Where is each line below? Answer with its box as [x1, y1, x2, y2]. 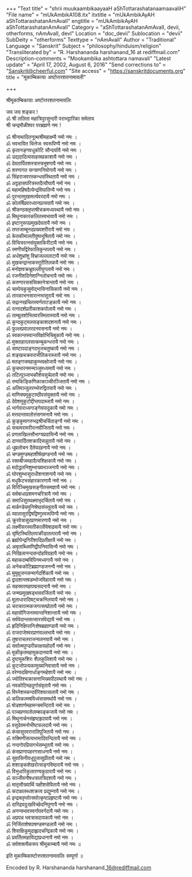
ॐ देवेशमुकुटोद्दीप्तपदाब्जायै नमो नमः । [6, 398, 75, 405]
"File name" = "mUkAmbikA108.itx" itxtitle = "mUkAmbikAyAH [6, 11, 155, 18]
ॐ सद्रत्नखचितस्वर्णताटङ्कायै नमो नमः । [6, 299, 81, 305]
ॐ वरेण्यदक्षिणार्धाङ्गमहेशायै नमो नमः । [6, 669, 77, 676]
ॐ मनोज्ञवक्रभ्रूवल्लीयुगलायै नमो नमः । [6, 266, 75, 273]
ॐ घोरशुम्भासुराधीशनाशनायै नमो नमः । [6, 471, 77, 478]
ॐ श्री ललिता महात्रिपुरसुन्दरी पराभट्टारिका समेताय [6, 115, 95, 122]
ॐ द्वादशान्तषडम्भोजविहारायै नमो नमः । [6, 576, 77, 583]
